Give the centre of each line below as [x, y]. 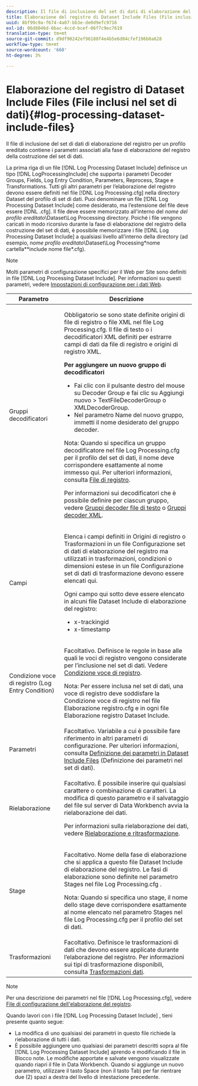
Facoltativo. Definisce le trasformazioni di [121, 942]
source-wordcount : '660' [37, 50]
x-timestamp [92, 629]
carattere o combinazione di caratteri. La [120, 790]
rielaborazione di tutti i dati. [48, 1039]
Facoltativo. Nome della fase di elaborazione [126, 854]
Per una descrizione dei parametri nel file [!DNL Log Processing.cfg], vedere [99, 998]
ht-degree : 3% [24, 55]
